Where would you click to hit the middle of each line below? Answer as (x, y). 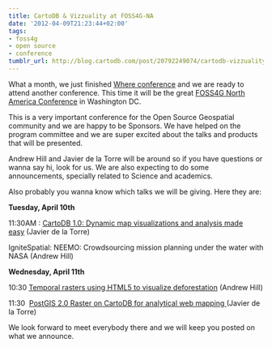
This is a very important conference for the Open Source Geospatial (121, 117)
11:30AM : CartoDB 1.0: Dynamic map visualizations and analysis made (126, 223)
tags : (17, 31)
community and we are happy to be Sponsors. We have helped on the (125, 126)
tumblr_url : (28, 62)
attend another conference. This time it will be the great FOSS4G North (127, 92)
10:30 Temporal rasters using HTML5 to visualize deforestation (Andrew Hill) (136, 287)
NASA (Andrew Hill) (41, 255)
